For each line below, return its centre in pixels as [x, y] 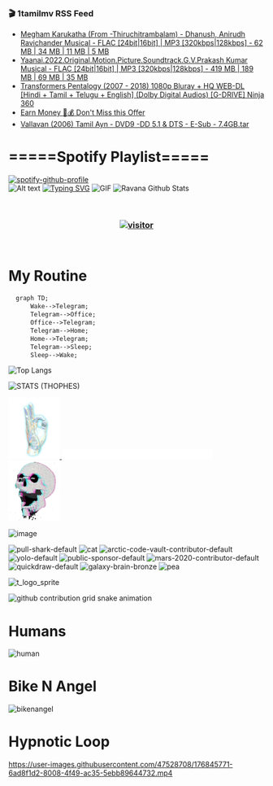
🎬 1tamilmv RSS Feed [51, 13]
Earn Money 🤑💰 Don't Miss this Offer [82, 112]
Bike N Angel [53, 686]
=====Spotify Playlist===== [109, 157]
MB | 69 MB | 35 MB [54, 77]
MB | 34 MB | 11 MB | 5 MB [65, 51]
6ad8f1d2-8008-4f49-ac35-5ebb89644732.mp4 [91, 773]
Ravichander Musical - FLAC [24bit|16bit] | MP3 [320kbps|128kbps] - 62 [142, 43]
